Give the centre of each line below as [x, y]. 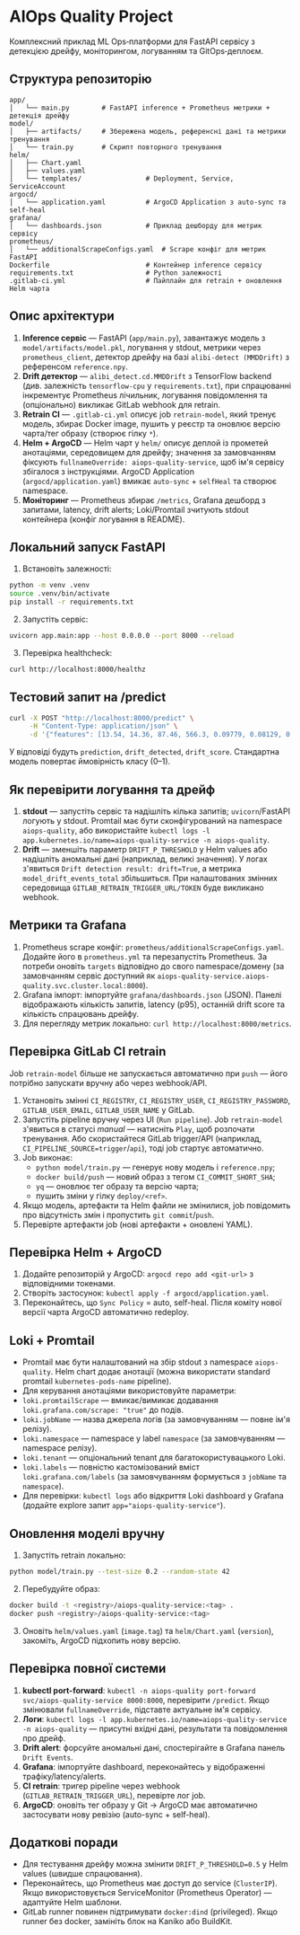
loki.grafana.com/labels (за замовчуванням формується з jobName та [154, 1477]
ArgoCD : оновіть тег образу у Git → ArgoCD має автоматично [140, 1805]
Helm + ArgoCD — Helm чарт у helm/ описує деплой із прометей [145, 443]
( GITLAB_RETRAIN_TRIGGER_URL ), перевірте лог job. [114, 1795]
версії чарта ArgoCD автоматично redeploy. [106, 1312]
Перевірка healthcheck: [67, 652]
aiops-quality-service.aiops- [214, 976]
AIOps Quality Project [91, 17]
